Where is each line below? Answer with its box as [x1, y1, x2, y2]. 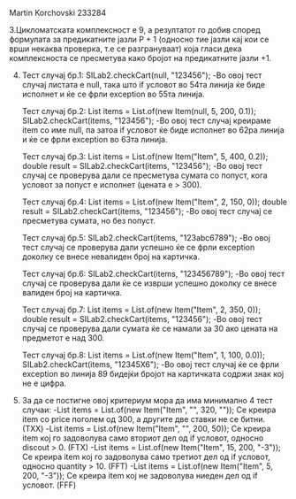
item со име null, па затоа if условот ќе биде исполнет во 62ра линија [21, 125, 285, 135]
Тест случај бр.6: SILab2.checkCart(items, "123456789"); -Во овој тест [21, 269, 285, 279]
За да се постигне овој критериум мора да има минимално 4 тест [21, 395, 273, 405]
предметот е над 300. [21, 333, 105, 343]
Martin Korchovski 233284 [9, 8, 107, 18]
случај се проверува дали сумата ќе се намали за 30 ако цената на [21, 323, 278, 334]
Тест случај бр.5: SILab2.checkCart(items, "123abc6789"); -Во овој [21, 233, 271, 242]
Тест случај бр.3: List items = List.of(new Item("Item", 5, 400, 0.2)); [21, 151, 269, 162]
